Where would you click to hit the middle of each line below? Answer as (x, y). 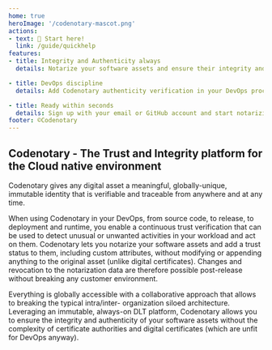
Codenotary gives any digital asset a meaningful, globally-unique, (118, 185)
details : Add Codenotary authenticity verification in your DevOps (132, 91)
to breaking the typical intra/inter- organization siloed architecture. (119, 303)
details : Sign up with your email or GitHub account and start (124, 113)
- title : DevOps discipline (56, 83)
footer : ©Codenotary (43, 121)
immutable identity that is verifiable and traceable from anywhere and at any (136, 194)
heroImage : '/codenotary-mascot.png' (72, 23)
